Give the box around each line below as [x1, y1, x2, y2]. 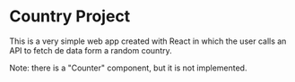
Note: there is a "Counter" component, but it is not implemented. [9, 62, 247, 73]
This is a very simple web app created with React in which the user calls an [9, 36, 287, 46]
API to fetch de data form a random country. [9, 45, 172, 55]
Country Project [9, 6, 131, 27]
